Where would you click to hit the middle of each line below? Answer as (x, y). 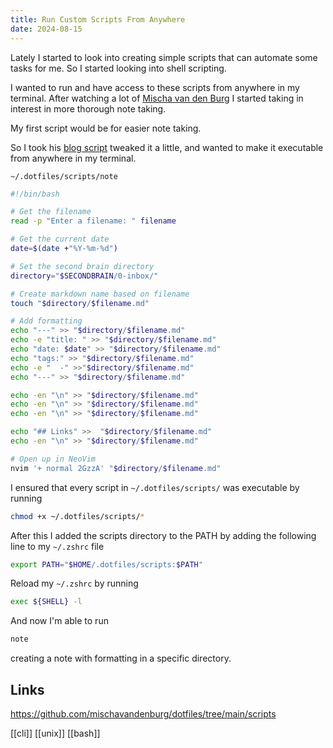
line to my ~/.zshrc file (57, 546)
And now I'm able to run (59, 621)
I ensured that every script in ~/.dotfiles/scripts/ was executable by (155, 487)
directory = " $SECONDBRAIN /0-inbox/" (84, 276)
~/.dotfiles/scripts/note (64, 176)
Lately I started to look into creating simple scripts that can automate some (164, 57)
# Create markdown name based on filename (100, 294)
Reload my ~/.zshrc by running (74, 583)
